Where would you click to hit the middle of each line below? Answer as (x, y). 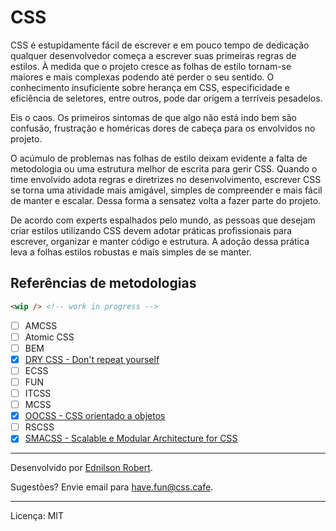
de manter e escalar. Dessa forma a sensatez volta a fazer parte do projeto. (166, 200)
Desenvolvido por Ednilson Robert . (81, 468)
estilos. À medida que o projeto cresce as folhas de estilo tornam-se (151, 66)
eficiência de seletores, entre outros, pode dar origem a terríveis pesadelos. (166, 98)
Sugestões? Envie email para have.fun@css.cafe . (112, 487)
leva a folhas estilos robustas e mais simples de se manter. (131, 252)
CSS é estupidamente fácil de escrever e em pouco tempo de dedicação (160, 45)
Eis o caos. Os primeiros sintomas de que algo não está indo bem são (153, 117)
